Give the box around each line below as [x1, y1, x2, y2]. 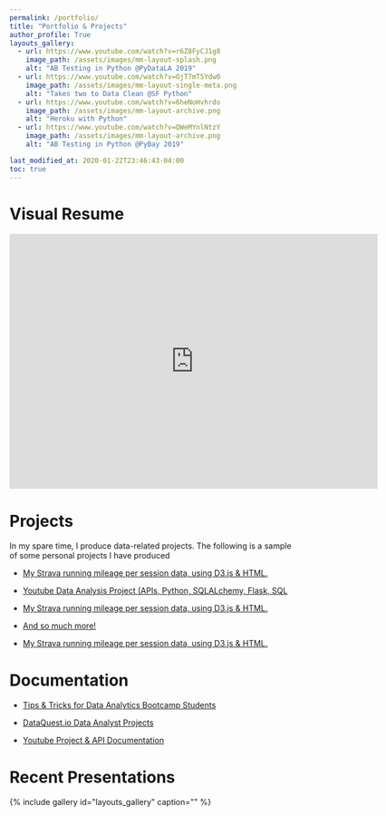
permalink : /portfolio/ [9, 13, 100, 23]
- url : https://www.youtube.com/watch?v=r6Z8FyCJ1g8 [17, 47, 221, 56]
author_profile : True [9, 30, 92, 39]
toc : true [9, 164, 47, 173]
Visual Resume [9, 203, 125, 224]
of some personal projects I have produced [9, 550, 170, 561]
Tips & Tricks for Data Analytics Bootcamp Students [22, 700, 217, 711]
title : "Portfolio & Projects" [9, 22, 128, 31]
